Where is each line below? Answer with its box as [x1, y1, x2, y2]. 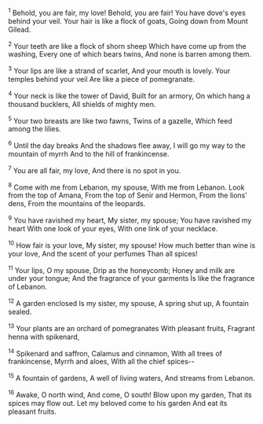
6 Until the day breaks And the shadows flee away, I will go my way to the [8, 139, 246, 150]
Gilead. [8, 24, 31, 34]
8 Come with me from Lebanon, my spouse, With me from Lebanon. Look [8, 181, 245, 192]
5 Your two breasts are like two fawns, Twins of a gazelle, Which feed [8, 114, 233, 125]
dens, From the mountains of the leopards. [8, 199, 146, 208]
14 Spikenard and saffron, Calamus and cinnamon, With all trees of [8, 347, 222, 358]
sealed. [8, 307, 32, 316]
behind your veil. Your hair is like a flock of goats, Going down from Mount [8, 16, 249, 26]
